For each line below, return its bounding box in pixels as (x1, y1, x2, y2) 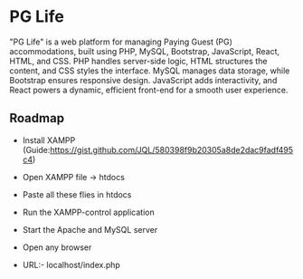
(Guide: (22, 144, 51, 155)
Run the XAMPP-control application (22, 207, 156, 217)
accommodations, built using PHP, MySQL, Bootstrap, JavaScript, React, (9, 45, 280, 56)
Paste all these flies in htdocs (22, 188, 132, 200)
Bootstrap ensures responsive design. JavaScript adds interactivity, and (9, 74, 278, 85)
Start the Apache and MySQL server (22, 224, 158, 235)
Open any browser (22, 242, 92, 253)
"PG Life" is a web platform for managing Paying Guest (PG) (9, 36, 233, 47)
